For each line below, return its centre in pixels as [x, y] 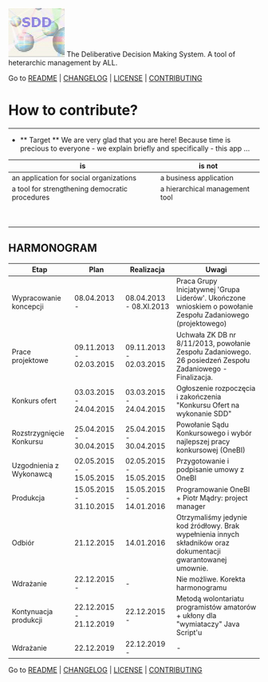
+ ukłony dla [196, 616]
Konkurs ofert [34, 401]
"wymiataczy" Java [208, 624]
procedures [31, 197]
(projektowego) [201, 324]
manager [191, 506]
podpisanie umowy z [210, 470]
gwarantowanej [201, 559]
